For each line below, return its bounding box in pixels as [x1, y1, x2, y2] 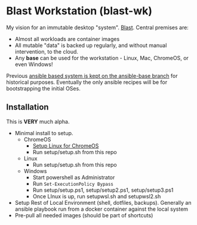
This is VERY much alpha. [6, 118, 70, 125]
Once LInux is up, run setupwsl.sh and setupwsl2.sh [32, 192, 161, 200]
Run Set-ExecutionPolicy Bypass [32, 180, 114, 187]
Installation [6, 102, 49, 112]
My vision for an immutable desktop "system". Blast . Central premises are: [6, 24, 189, 31]
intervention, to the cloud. [14, 48, 79, 55]
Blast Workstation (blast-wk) [6, 4, 152, 18]
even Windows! [14, 61, 53, 68]
